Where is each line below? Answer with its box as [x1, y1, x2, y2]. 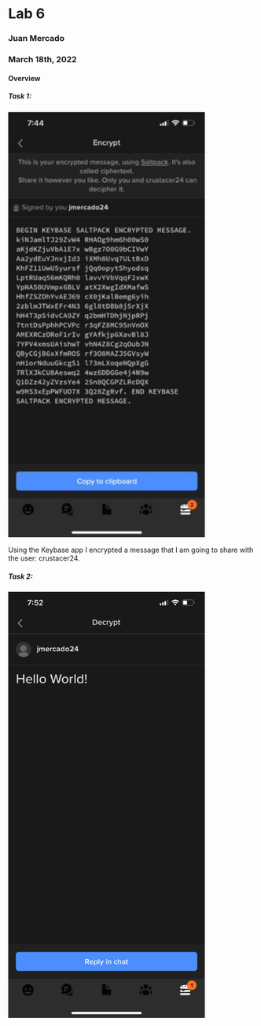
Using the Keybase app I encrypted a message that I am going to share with [8, 545, 254, 555]
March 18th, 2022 [8, 54, 77, 65]
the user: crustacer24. [8, 554, 80, 563]
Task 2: [8, 572, 33, 581]
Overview [8, 73, 41, 83]
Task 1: [8, 91, 32, 101]
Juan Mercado [8, 33, 65, 44]
